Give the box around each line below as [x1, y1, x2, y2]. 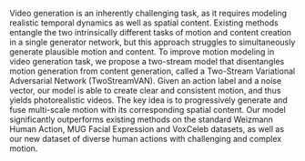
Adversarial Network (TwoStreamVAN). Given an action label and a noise [9, 75, 282, 86]
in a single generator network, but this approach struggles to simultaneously [9, 36, 296, 47]
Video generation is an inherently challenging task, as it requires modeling [9, 8, 287, 18]
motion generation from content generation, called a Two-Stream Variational [9, 65, 296, 76]
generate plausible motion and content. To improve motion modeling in [9, 46, 275, 57]
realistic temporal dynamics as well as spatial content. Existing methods [9, 17, 280, 28]
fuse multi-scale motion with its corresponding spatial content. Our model [9, 105, 287, 115]
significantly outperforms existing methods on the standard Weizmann [9, 114, 273, 125]
